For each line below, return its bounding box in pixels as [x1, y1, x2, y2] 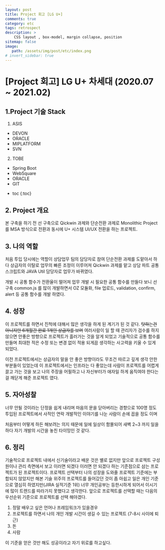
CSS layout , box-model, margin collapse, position [14, 35, 122, 40]
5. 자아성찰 [5, 391, 37, 399]
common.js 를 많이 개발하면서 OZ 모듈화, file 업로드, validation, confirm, [14, 285, 156, 291]
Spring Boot [12, 165, 37, 171]
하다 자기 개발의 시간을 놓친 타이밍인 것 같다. [5, 427, 91, 433]
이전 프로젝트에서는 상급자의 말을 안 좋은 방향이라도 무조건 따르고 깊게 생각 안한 [5, 356, 158, 362]
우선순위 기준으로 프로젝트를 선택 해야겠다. [5, 494, 87, 500]
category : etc [5, 21, 34, 26]
